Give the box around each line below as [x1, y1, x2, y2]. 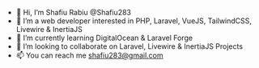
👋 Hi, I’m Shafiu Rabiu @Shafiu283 [15, 8, 132, 17]
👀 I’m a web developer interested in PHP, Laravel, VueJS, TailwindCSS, [15, 16, 253, 26]
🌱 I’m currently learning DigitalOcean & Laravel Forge [15, 33, 193, 42]
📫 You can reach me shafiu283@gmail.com [15, 50, 163, 60]
